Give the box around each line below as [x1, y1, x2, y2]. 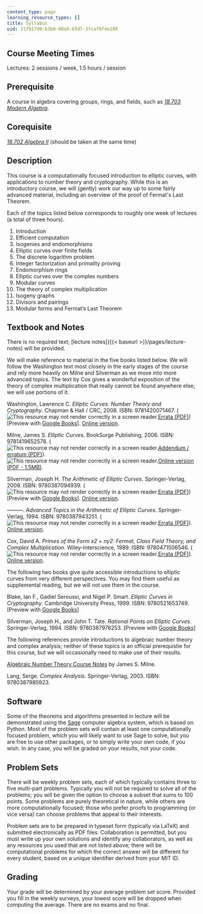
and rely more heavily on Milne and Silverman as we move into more [7, 369, 177, 376]
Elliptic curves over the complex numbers [15, 272, 120, 279]
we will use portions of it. [7, 389, 69, 396]
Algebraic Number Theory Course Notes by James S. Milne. [7, 661, 156, 668]
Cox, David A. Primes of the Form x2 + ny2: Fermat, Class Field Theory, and [7, 538, 196, 545]
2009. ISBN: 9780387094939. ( [7, 482, 85, 489]
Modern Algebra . [7, 104, 50, 112]
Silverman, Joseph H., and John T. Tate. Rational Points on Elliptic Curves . [7, 618, 192, 625]
